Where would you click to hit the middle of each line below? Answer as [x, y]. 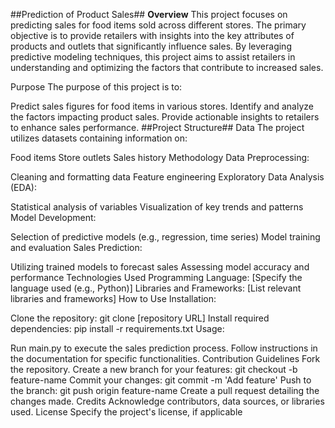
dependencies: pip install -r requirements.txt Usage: [117, 328]
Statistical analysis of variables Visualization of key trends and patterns [157, 207]
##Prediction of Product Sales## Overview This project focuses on [149, 14]
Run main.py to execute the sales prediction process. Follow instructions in [164, 348]
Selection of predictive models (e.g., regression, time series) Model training [165, 237]
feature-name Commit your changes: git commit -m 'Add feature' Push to [161, 380]
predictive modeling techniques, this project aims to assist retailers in [153, 57]
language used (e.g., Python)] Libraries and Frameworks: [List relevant [156, 288]
